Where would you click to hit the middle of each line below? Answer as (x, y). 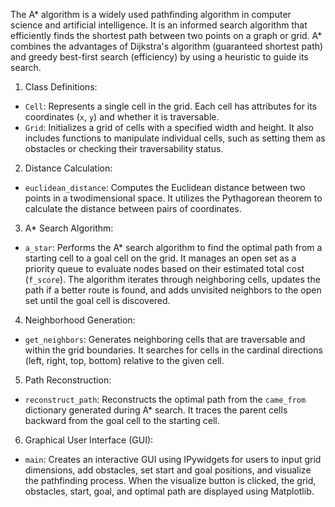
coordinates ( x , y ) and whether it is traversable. (122, 117)
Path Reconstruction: (68, 380)
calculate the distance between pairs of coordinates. (133, 208)
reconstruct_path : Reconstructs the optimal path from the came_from (165, 399)
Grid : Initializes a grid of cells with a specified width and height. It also (169, 127)
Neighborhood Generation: (80, 320)
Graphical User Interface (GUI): (89, 440)
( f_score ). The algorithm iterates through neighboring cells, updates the (172, 279)
